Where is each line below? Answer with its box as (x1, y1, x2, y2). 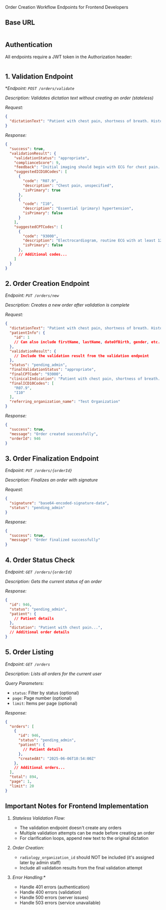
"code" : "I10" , (23, 201, 54, 206)
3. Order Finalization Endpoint (5, 454, 99, 463)
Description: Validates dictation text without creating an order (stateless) (5, 95, 154, 101)
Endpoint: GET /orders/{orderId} (5, 569, 73, 575)
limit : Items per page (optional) (12, 700, 78, 706)
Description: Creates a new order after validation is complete (5, 302, 130, 308)
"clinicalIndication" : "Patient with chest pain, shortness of (9, 376, 142, 381)
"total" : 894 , (9, 775, 39, 780)
